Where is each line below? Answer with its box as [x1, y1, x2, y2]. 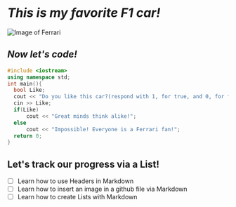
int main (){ [7, 80, 42, 87]
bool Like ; [13, 86, 46, 94]
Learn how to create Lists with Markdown [17, 193, 138, 201]
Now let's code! [7, 48, 77, 60]
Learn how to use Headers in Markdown [17, 177, 134, 185]
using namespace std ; [7, 74, 71, 81]
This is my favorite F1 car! [7, 5, 161, 21]
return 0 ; [13, 132, 42, 140]
